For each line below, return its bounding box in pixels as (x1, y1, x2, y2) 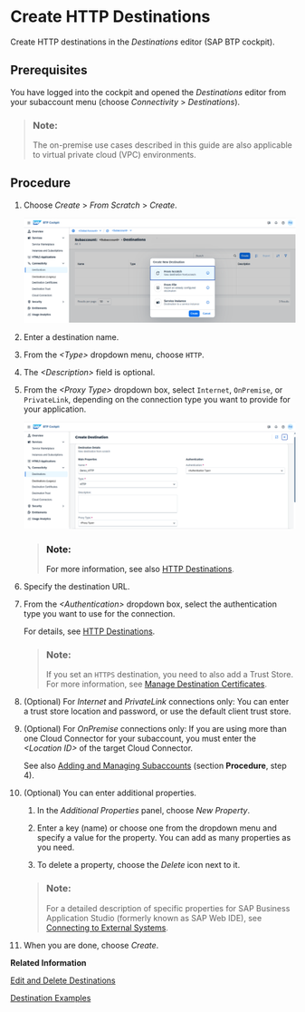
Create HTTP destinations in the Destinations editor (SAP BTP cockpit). (10, 36, 275, 47)
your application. (23, 404, 87, 414)
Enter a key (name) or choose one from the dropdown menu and (36, 822, 277, 833)
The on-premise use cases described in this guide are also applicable (32, 140, 293, 151)
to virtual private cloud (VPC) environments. (32, 150, 197, 161)
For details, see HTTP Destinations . (23, 626, 156, 637)
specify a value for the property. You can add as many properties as (36, 832, 291, 843)
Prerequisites (10, 63, 88, 78)
